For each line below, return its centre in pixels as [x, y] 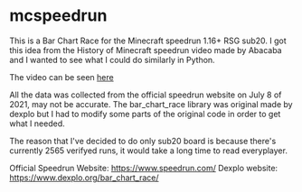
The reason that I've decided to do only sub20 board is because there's [143, 141]
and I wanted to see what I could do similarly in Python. [112, 59]
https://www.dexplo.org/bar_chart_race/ [85, 178]
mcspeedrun [58, 16]
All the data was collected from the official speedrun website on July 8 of [146, 95]
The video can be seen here [62, 77]
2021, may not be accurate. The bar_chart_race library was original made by [151, 104]
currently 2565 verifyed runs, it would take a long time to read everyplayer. [148, 151]
